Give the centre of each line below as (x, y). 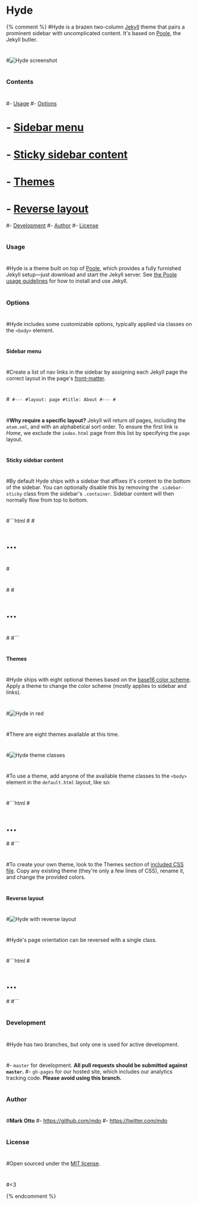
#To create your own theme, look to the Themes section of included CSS (95, 865)
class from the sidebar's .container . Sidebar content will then (99, 493)
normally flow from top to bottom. (47, 500)
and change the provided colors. (46, 877)
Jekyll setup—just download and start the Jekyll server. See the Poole (92, 275)
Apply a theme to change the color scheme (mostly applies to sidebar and (96, 686)
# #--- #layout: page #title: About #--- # (61, 399)
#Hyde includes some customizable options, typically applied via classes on (99, 324)
